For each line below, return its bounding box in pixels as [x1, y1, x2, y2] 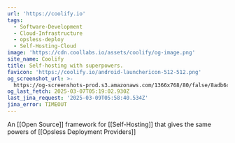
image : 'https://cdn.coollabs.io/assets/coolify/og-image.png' [7, 50, 196, 57]
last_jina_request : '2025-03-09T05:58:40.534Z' [7, 95, 149, 102]
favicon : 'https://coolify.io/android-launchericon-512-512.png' [7, 68, 201, 75]
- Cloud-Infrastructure [13, 29, 83, 37]
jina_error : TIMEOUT [7, 101, 68, 108]
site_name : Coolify [7, 56, 64, 63]
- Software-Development [13, 23, 83, 30]
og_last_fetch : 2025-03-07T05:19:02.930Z [7, 88, 130, 95]
